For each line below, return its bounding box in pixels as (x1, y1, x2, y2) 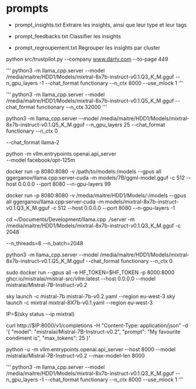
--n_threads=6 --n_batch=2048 (6, 239, 84, 246)
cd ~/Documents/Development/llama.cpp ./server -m (6, 216, 135, 223)
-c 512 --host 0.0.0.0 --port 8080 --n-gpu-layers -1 (51, 204, 175, 211)
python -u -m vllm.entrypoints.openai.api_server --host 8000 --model (6, 345, 176, 352)
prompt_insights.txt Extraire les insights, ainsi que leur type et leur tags (14, 21, 187, 28)
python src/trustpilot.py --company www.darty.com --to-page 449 (6, 55, 169, 62)
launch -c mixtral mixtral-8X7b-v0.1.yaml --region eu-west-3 (6, 299, 153, 306)
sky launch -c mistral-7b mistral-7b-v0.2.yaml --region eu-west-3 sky (6, 292, 175, 299)
